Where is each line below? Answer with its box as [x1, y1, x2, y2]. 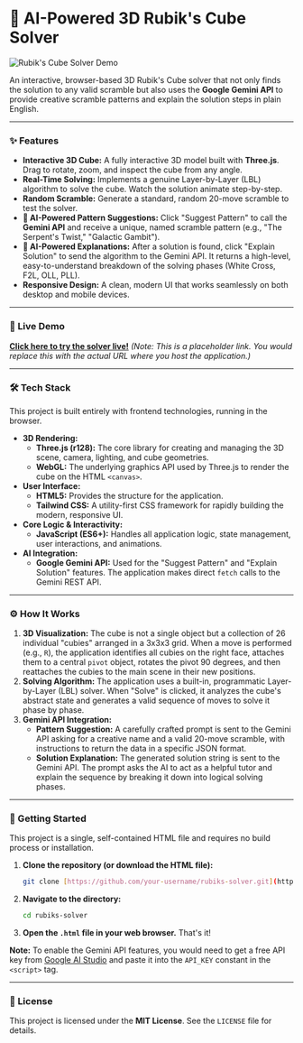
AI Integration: [22, 548, 78, 558]
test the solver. [22, 203, 78, 214]
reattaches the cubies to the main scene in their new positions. [22, 667, 256, 678]
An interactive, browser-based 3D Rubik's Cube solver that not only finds [9, 74, 281, 85]
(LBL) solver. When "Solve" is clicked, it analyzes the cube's [58, 686, 281, 697]
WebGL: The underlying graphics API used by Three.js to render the [35, 461, 289, 472]
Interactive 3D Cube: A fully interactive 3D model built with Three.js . [22, 155, 280, 166]
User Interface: [22, 480, 81, 491]
